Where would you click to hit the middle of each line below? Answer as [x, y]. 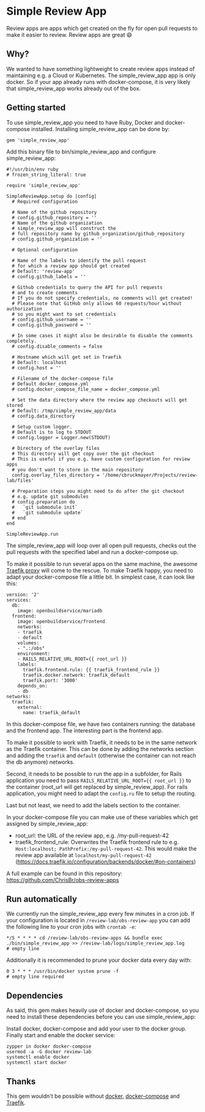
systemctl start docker [37, 1063]
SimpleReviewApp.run [33, 534]
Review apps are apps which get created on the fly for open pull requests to [102, 28]
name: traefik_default [51, 712]
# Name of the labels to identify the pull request [79, 261]
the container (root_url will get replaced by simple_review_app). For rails [97, 786]
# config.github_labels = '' [49, 276]
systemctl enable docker [38, 1057]
